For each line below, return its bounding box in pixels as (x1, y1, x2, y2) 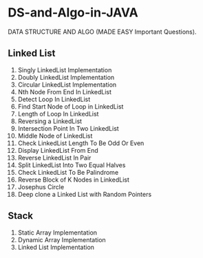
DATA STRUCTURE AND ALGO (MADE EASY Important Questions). (8, 28, 197, 36)
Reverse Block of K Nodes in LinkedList (17, 175, 129, 184)
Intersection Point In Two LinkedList (17, 124, 119, 132)
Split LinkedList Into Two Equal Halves (17, 160, 126, 169)
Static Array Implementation (17, 228, 98, 237)
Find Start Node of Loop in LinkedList (17, 102, 124, 111)
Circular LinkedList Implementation (17, 80, 117, 89)
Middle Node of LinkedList (17, 131, 93, 140)
